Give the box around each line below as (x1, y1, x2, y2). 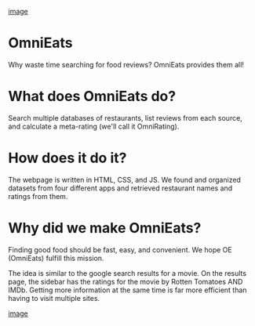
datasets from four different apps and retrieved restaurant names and (8, 183, 233, 193)
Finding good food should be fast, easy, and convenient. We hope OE (8, 244, 233, 254)
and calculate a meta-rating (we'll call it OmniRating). (8, 121, 180, 131)
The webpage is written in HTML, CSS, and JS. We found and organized (8, 175, 242, 184)
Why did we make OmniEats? (8, 219, 202, 237)
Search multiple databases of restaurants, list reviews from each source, (8, 113, 243, 122)
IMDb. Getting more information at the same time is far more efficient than (8, 285, 247, 295)
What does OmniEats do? (8, 88, 177, 105)
